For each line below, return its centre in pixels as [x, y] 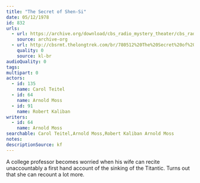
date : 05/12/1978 [28, 17]
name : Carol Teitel [41, 89]
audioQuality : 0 [26, 61]
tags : [13, 67]
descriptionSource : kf [34, 145]
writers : [17, 117]
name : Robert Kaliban [43, 111]
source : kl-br [34, 56]
